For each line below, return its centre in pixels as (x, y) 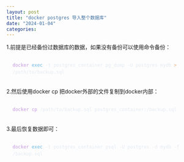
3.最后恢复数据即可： (33, 128)
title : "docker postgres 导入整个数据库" (57, 18)
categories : (21, 29)
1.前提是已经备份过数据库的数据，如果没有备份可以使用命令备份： (89, 47)
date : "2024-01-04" (31, 23)
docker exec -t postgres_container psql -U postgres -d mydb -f (96, 147)
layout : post (23, 12)
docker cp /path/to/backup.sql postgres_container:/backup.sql (95, 109)
